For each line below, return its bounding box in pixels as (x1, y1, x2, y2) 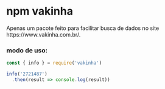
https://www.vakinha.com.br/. (6, 30, 81, 38)
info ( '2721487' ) (6, 71, 47, 77)
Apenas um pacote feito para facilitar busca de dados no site (6, 24, 160, 32)
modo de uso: (6, 46, 47, 54)
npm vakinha (6, 4, 73, 18)
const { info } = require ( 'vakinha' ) (6, 60, 102, 66)
